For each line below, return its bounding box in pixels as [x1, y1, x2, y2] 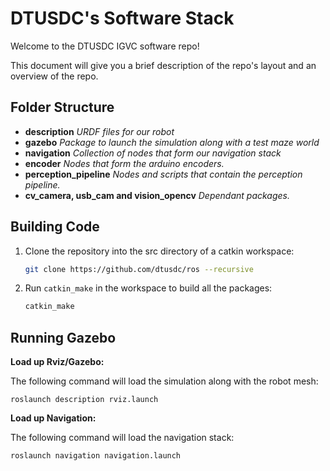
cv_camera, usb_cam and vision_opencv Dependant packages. [24, 189, 291, 201]
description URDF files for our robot [24, 125, 175, 137]
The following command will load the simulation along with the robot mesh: [10, 375, 319, 387]
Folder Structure [10, 99, 115, 116]
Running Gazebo [10, 329, 117, 346]
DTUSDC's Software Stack [10, 7, 235, 30]
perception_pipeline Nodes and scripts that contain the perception [24, 168, 303, 180]
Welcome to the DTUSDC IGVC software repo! [10, 40, 200, 52]
